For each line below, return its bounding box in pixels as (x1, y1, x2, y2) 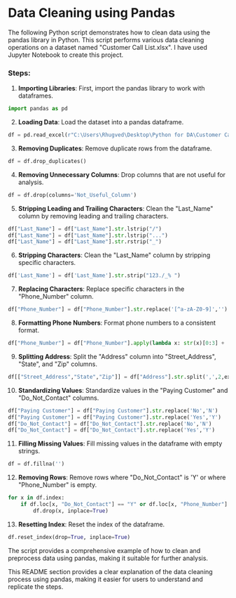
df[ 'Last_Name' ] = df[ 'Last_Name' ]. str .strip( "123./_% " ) (8, 272, 181, 279)
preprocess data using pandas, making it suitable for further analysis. (8, 554, 209, 562)
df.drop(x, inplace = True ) (33, 507, 109, 514)
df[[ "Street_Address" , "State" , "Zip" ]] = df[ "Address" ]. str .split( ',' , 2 (8, 373, 221, 380)
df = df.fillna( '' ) (8, 460, 65, 468)
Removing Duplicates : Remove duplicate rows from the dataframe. (18, 144, 212, 152)
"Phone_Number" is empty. (18, 481, 97, 489)
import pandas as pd (8, 105, 69, 112)
